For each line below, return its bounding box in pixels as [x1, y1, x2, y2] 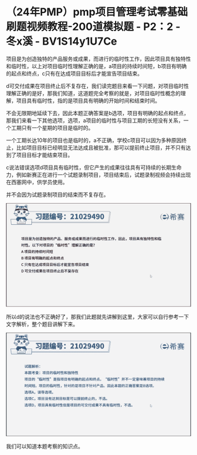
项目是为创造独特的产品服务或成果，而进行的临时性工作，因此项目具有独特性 [6, 55, 191, 62]
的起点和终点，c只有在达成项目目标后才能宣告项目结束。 [6, 70, 142, 77]
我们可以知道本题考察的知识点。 [6, 443, 83, 450]
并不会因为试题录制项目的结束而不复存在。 [6, 191, 109, 198]
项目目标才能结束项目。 [16, 151, 73, 159]
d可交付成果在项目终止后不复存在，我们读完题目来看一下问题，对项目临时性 [6, 82, 189, 89]
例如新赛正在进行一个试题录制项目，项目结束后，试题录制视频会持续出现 [16, 171, 191, 178]
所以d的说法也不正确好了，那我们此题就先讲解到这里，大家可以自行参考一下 [6, 313, 189, 320]
